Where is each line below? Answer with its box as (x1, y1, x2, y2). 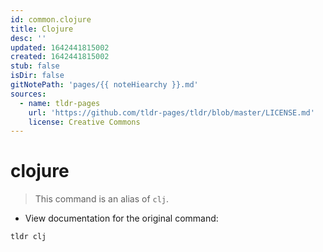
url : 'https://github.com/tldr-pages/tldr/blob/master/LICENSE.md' (28, 107, 315, 118)
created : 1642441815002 (10, 52, 110, 62)
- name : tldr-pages (19, 98, 101, 108)
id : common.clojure (10, 14, 92, 25)
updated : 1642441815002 (10, 42, 110, 53)
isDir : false (10, 71, 65, 81)
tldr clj (10, 232, 47, 242)
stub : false (10, 61, 60, 71)
